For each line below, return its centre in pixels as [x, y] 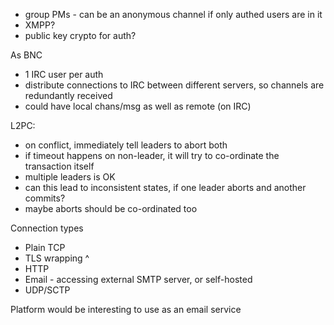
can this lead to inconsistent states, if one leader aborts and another [165, 187]
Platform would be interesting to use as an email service [126, 309]
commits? [45, 198]
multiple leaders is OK [70, 177]
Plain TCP [45, 247]
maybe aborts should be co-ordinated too [111, 208]
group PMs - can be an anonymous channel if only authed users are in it [173, 14]
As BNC [26, 55]
